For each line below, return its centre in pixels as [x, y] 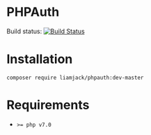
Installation [40, 59]
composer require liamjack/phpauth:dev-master [75, 78]
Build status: [24, 31]
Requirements [48, 105]
